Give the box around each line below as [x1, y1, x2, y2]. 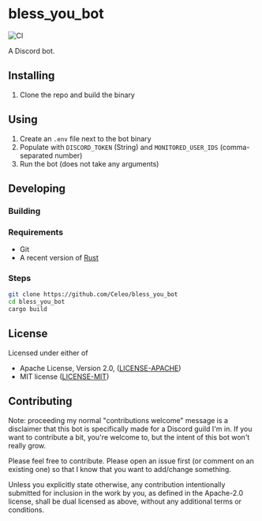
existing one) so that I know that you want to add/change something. [8, 464, 231, 474]
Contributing [8, 395, 73, 408]
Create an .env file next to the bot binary [19, 133, 152, 143]
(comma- [219, 142, 250, 152]
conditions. [8, 504, 45, 514]
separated [19, 151, 54, 160]
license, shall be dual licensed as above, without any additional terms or [8, 497, 242, 506]
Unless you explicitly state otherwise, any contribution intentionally [8, 479, 226, 489]
